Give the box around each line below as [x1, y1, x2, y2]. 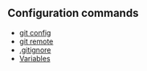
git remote [18, 36, 54, 46]
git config [18, 27, 51, 37]
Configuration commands [7, 6, 139, 20]
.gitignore [18, 44, 51, 55]
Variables [18, 53, 51, 63]
